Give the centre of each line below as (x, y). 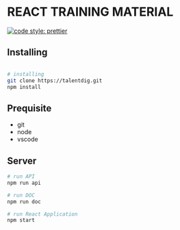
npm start (21, 220)
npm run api (24, 183)
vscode (28, 139)
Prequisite (29, 108)
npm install (24, 87)
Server (22, 161)
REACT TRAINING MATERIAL (90, 12)
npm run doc (24, 202)
